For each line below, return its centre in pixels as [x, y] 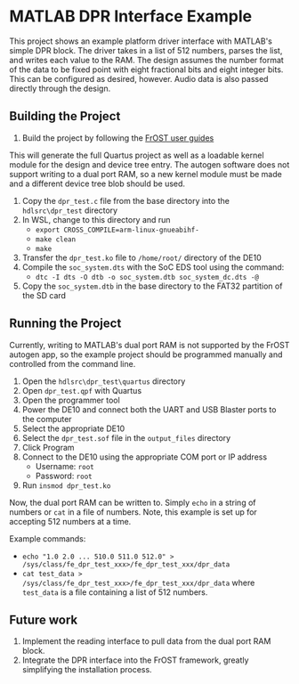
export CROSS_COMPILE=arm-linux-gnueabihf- [117, 230]
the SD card [44, 295]
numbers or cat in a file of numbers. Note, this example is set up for [133, 512]
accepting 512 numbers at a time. [70, 521]
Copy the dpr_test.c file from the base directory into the [125, 200]
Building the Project [65, 116]
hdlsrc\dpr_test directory [70, 210]
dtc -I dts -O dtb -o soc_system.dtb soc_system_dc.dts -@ [147, 277]
